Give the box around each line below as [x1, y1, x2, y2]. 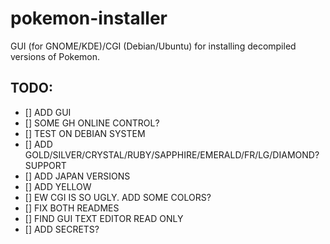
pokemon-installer [10, 7, 168, 30]
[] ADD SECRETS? [24, 223, 100, 235]
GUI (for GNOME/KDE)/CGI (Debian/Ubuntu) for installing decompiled [10, 40, 297, 52]
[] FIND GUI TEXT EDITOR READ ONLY [24, 212, 184, 224]
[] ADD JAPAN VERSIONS [24, 170, 131, 182]
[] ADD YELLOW [24, 180, 92, 192]
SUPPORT [24, 159, 67, 171]
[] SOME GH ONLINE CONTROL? [24, 117, 160, 129]
